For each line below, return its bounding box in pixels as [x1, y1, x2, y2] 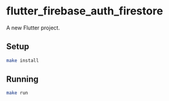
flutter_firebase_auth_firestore [6, 4, 164, 18]
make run [6, 90, 28, 96]
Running [6, 74, 39, 85]
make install [6, 57, 39, 64]
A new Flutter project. [6, 24, 60, 31]
